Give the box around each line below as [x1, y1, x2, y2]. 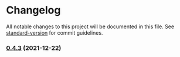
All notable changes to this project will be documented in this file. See [6, 23, 175, 30]
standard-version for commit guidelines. [6, 29, 103, 36]
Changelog [6, 4, 61, 17]
